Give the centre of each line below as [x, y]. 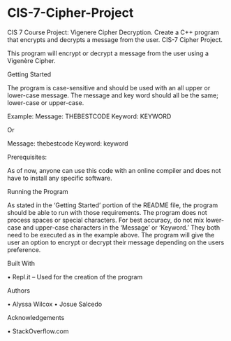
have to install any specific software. [60, 178]
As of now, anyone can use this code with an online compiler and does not [114, 170]
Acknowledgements [36, 317]
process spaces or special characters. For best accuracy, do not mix [106, 220]
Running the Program [38, 191]
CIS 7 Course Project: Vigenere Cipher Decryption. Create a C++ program [113, 32]
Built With [21, 263]
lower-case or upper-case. [46, 102]
